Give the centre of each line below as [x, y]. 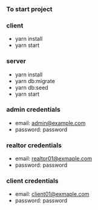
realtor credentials [34, 145]
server [16, 61]
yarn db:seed [31, 87]
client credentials [32, 181]
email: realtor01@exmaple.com [54, 159]
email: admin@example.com [50, 123]
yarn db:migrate [35, 81]
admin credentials [33, 110]
